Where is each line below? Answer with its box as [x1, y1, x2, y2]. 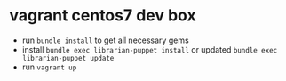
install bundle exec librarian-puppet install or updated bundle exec [21, 44, 278, 54]
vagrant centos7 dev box [9, 5, 197, 26]
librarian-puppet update [21, 53, 115, 62]
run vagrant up [21, 61, 77, 72]
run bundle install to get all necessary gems [21, 35, 189, 45]
